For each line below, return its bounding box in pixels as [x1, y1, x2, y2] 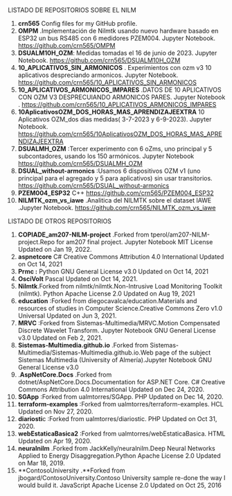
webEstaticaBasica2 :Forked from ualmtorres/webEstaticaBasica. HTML [17, 429, 226, 438]
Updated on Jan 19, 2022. [17, 246, 92, 253]
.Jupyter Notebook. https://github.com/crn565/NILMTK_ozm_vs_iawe [17, 204, 216, 212]
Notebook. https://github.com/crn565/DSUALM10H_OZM [17, 56, 181, 65]
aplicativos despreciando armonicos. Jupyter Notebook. [17, 71, 179, 79]
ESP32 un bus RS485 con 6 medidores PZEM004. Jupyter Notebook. [17, 34, 216, 42]
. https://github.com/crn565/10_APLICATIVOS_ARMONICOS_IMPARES [17, 101, 217, 108]
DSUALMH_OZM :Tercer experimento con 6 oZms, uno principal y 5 [17, 145, 213, 153]
